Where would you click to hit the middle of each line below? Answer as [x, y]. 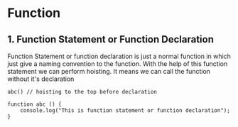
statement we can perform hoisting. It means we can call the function [109, 71]
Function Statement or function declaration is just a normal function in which [119, 56]
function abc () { [34, 104]
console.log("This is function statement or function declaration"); [125, 111]
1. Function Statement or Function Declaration [111, 39]
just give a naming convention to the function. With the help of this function [118, 64]
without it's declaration [41, 79]
